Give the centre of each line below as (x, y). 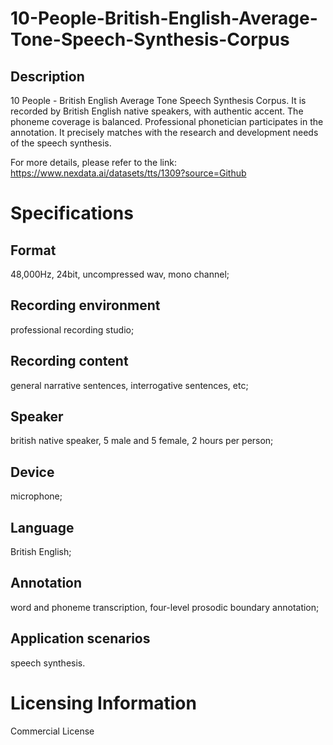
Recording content (69, 361)
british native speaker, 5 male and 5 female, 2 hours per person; (142, 441)
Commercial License (52, 731)
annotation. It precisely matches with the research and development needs (164, 132)
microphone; (36, 496)
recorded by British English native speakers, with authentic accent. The (157, 111)
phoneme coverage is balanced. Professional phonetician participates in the (167, 121)
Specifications (72, 213)
